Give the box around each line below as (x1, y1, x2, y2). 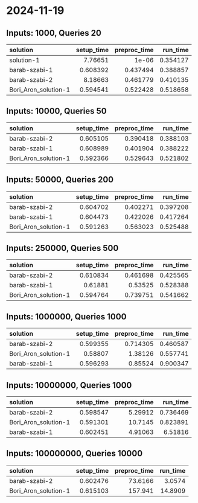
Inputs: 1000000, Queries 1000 (6, 311, 127, 322)
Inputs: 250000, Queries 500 (6, 243, 119, 253)
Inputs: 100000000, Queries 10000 (6, 448, 143, 459)
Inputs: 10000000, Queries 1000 (6, 380, 132, 390)
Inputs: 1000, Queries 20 (6, 28, 101, 38)
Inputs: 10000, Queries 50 (6, 106, 107, 116)
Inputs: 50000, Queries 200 (6, 175, 114, 185)
